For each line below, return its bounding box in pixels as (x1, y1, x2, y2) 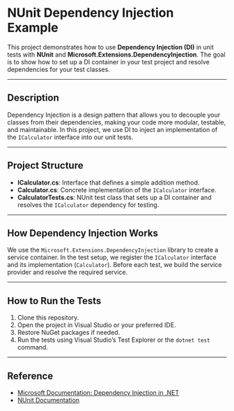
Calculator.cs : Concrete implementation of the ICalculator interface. (17, 185, 217, 194)
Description (7, 92, 59, 104)
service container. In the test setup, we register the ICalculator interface (7, 253, 217, 261)
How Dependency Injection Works (7, 227, 159, 239)
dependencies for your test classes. (7, 65, 110, 73)
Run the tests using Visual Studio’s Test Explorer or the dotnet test (17, 336, 210, 344)
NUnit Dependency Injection (7, 5, 174, 21)
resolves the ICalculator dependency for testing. (17, 201, 159, 209)
